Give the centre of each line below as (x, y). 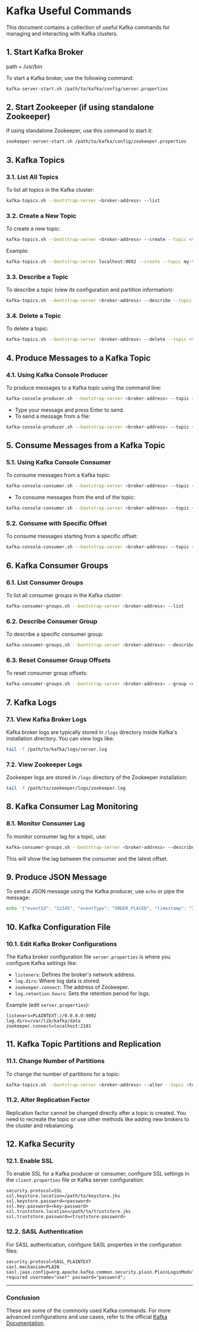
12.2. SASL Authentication (45, 1231)
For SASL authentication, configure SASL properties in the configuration (94, 1244)
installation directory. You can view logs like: (60, 738)
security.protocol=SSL (34, 1191)
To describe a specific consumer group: (55, 634)
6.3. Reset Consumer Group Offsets (58, 660)
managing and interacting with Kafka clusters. (62, 33)
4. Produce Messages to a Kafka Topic (78, 358)
